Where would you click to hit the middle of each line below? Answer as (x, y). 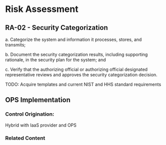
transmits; (15, 45)
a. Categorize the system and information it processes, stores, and (74, 39)
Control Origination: (30, 114)
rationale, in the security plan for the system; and (56, 60)
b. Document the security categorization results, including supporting (77, 54)
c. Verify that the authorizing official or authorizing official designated (77, 69)
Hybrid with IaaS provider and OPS (41, 125)
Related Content (25, 138)
